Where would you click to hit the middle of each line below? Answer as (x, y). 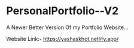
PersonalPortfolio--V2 (63, 11)
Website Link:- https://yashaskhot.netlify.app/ (63, 39)
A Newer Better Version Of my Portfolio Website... (67, 27)
